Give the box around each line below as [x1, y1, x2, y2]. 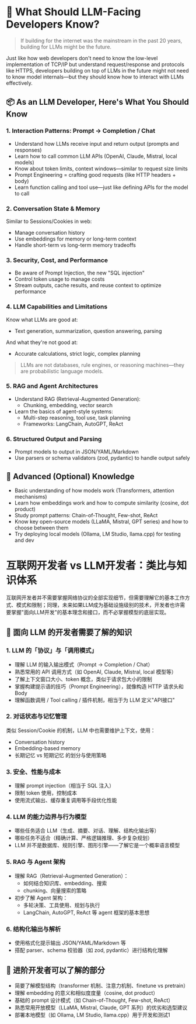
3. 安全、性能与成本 [6, 768, 61, 776]
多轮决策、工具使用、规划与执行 [23, 901, 100, 909]
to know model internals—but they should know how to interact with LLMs [6, 73, 184, 80]
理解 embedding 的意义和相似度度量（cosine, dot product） [14, 989, 159, 996]
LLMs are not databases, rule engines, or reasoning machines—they [20, 361, 185, 368]
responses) [14, 146, 42, 153]
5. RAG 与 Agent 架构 [6, 858, 65, 866]
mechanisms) [14, 493, 48, 500]
